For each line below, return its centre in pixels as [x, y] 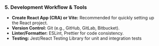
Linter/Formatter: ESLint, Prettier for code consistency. [67, 33]
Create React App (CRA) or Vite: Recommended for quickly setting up [83, 18]
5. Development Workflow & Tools [46, 7]
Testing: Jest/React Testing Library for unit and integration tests [77, 38]
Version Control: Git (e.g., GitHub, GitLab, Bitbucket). [66, 28]
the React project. [30, 23]
